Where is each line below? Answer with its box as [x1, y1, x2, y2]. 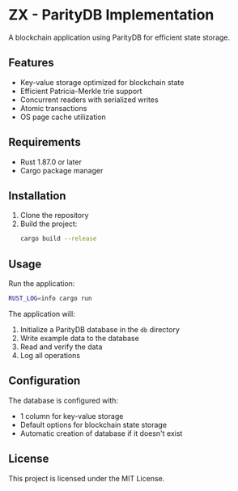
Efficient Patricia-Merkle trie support [19, 86, 142, 96]
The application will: [8, 309, 75, 318]
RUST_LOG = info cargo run [8, 294, 92, 303]
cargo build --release [19, 235, 97, 243]
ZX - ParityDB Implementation [8, 6, 215, 24]
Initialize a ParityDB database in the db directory [19, 324, 181, 334]
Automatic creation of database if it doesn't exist [19, 428, 183, 438]
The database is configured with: [8, 395, 119, 405]
